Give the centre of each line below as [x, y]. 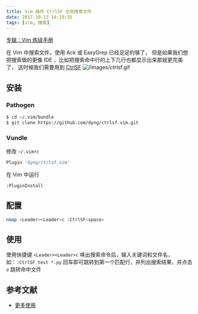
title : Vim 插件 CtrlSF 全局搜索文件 [49, 12]
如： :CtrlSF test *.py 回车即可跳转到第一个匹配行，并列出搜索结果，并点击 [99, 262]
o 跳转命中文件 [24, 270]
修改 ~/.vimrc [23, 152]
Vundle [17, 138]
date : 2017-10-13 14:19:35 [39, 17]
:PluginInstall [25, 186]
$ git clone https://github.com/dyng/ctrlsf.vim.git [72, 122]
